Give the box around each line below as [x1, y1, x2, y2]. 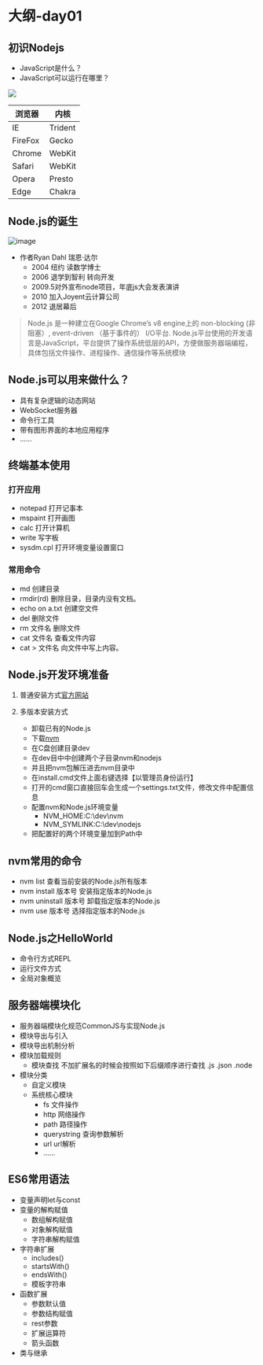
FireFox [12, 135, 40, 146]
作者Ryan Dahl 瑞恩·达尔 [19, 253, 98, 262]
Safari [12, 160, 34, 172]
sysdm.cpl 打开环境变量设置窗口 [19, 543, 124, 552]
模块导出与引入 [19, 1031, 68, 1040]
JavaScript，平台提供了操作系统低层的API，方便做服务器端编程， [41, 338, 253, 347]
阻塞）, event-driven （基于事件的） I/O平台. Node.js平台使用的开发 [27, 328, 246, 338]
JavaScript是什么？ [19, 64, 82, 72]
